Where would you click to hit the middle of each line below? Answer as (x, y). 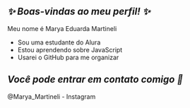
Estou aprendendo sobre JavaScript (70, 49)
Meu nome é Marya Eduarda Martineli (62, 28)
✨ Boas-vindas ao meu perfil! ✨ (79, 12)
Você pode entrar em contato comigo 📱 (95, 79)
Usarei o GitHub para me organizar (68, 57)
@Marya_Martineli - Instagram (52, 96)
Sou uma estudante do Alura (59, 42)
